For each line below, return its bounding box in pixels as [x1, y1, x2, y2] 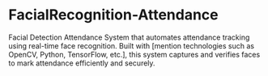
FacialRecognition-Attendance [8, 6, 219, 24]
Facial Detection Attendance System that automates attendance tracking [8, 32, 250, 42]
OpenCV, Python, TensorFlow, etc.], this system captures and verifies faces [8, 49, 261, 59]
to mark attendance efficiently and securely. [8, 58, 155, 68]
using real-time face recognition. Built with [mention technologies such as [8, 40, 255, 50]
